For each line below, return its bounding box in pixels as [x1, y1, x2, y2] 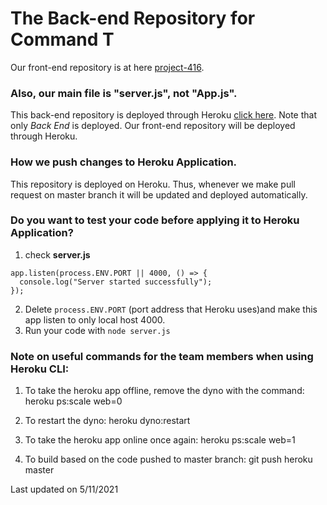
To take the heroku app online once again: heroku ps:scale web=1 [24, 434, 296, 446]
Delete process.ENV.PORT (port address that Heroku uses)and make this [24, 303, 318, 315]
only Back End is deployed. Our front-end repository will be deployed [10, 120, 296, 132]
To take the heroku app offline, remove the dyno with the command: [24, 385, 305, 397]
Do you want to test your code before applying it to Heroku [10, 213, 300, 227]
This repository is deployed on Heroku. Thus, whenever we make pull [10, 178, 296, 190]
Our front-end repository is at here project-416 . [10, 61, 205, 73]
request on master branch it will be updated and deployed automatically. [10, 188, 308, 201]
